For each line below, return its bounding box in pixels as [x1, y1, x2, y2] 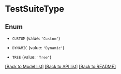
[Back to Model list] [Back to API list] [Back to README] [5, 64, 116, 69]
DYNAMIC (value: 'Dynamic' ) [12, 45, 64, 50]
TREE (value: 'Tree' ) [12, 54, 52, 60]
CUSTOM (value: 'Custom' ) [12, 35, 60, 41]
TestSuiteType [5, 3, 64, 15]
